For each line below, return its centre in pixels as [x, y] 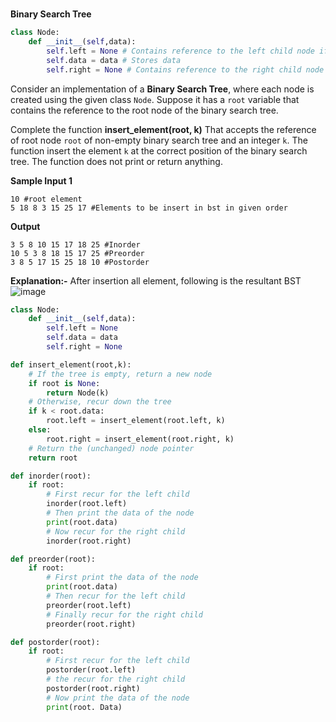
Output [25, 226]
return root [53, 458]
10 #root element [46, 199]
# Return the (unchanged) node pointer [111, 448]
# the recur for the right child [116, 679]
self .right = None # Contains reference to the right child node [185, 69]
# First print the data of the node [122, 578]
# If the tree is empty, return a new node [120, 374]
